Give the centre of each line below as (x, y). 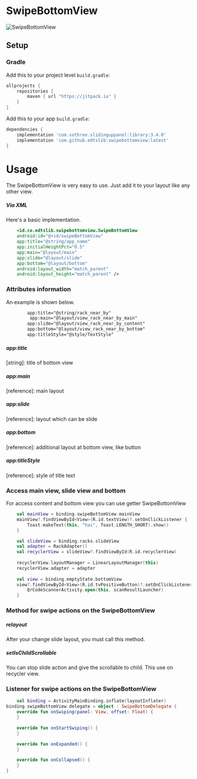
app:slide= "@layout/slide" (50, 258)
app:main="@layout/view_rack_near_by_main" (84, 318)
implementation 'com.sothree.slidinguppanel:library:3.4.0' (91, 135)
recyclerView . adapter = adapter (56, 568)
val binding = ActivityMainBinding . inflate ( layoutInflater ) (91, 701)
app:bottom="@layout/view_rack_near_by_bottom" (86, 329)
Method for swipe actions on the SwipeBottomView (81, 611)
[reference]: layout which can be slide (52, 419)
